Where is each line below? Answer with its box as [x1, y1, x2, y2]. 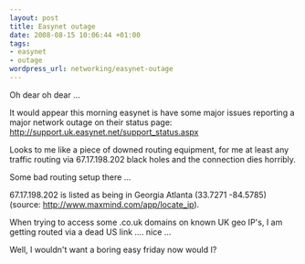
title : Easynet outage [9, 22, 96, 31]
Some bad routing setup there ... [9, 171, 131, 183]
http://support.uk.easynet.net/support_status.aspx [9, 126, 199, 137]
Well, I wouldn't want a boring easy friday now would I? [9, 244, 217, 255]
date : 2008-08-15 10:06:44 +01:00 [9, 30, 142, 39]
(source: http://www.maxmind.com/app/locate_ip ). [9, 198, 200, 210]
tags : [9, 38, 30, 48]
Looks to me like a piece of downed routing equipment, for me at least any [9, 143, 289, 155]
